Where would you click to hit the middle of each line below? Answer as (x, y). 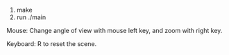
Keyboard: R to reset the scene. (52, 44)
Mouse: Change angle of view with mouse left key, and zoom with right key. (114, 31)
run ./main (31, 17)
